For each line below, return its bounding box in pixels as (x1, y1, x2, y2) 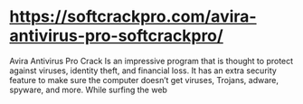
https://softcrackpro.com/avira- (9, 6, 257, 27)
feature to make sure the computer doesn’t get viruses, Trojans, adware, (9, 74, 279, 85)
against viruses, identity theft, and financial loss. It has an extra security (9, 65, 278, 76)
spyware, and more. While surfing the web (9, 84, 167, 95)
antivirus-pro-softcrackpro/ (9, 25, 223, 46)
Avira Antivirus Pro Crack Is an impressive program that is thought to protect (9, 55, 294, 66)
